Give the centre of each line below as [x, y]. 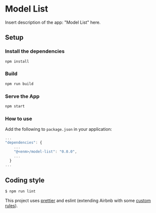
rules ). [11, 205]
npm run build [19, 84]
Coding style [25, 180]
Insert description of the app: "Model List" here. [53, 22]
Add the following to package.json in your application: [59, 129]
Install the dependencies [35, 51]
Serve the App [22, 96]
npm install [17, 61]
